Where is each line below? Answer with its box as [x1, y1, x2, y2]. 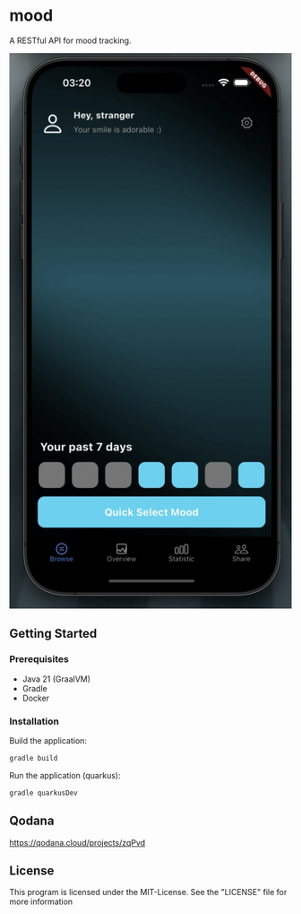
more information [9, 896, 73, 907]
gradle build [9, 753, 58, 762]
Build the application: [9, 735, 88, 745]
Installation [9, 715, 60, 727]
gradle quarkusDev [9, 788, 78, 797]
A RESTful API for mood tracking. [9, 35, 132, 46]
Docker [21, 692, 50, 703]
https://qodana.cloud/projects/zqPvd [9, 837, 146, 848]
